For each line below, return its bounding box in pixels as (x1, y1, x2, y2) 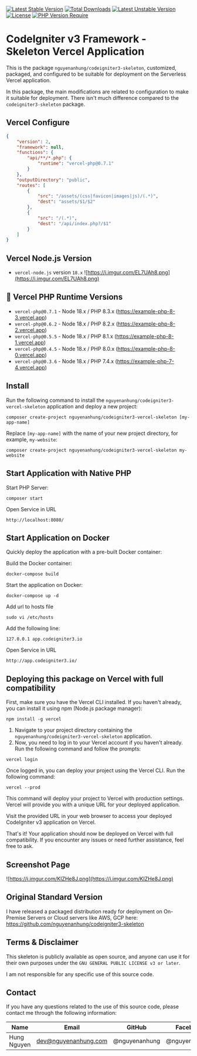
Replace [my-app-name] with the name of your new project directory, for (6, 430, 178, 437)
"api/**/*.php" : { (27, 155, 72, 161)
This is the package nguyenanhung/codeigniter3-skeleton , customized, (6, 64, 177, 71)
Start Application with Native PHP (6, 468, 132, 478)
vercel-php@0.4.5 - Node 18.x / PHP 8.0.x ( (14, 345, 118, 352)
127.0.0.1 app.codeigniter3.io (6, 636, 83, 642)
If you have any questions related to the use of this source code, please (6, 1003, 179, 1010)
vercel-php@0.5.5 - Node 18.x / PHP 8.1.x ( (14, 333, 117, 340)
